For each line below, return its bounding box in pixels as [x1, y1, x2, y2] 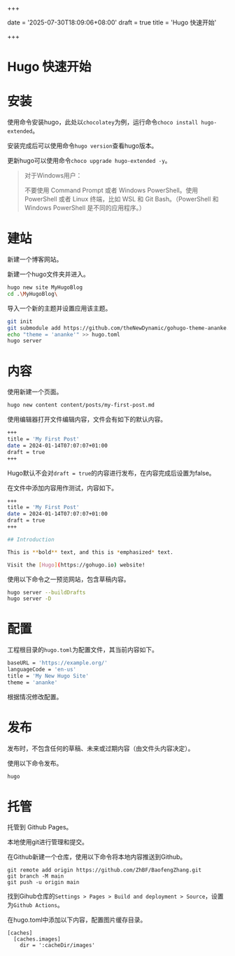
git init [7, 318, 33, 325]
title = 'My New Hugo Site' [7, 672, 90, 679]
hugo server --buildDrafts [7, 589, 86, 596]
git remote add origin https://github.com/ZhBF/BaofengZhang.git [7, 866, 201, 874]
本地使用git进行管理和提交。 [7, 838, 89, 846]
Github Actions [13, 902, 58, 909]
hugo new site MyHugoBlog [7, 284, 83, 291]
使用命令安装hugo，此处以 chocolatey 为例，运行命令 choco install [7, 118, 199, 127]
